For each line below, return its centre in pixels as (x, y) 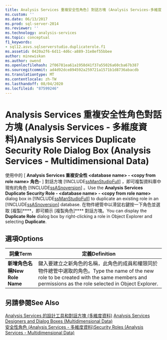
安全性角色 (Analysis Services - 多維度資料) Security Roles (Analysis (74, 327)
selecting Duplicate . (26, 222)
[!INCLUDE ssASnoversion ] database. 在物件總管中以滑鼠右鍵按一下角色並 (81, 205)
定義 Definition (99, 254)
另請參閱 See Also (32, 302)
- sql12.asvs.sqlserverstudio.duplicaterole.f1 (55, 47)
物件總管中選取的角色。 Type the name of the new (96, 271)
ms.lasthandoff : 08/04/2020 (34, 84)
